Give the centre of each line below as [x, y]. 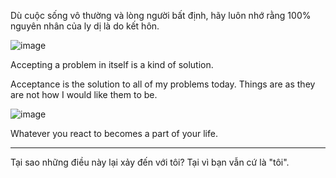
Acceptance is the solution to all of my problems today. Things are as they [163, 84]
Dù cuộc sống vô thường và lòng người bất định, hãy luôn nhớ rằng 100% [161, 15]
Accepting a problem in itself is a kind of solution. [112, 64]
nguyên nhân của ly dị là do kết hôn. [85, 26]
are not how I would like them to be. [84, 94]
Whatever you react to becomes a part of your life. [114, 133]
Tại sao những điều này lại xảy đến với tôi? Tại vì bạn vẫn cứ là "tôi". [150, 162]
